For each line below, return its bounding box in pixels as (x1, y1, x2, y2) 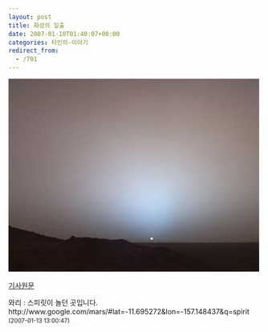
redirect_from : (8, 47, 59, 55)
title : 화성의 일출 (8, 21, 65, 30)
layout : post (8, 13, 52, 21)
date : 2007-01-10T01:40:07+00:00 (8, 30, 120, 38)
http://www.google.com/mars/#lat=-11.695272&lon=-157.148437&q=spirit (8, 307, 250, 316)
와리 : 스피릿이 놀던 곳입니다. (8, 298, 99, 307)
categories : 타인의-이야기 (8, 38, 88, 47)
